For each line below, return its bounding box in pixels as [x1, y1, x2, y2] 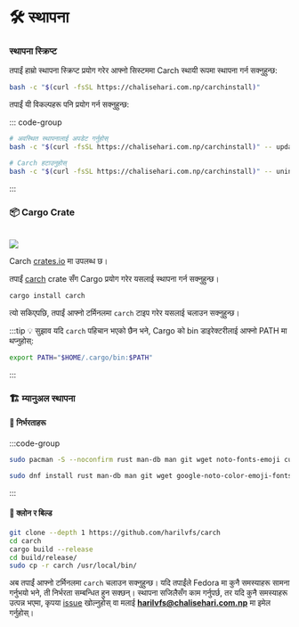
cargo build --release [9, 545, 93, 554]
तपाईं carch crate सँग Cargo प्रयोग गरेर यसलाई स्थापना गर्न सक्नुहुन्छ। [9, 274, 220, 285]
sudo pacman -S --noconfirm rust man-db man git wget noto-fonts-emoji [9, 456, 280, 465]
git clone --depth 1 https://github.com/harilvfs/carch [9, 528, 221, 537]
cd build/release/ [9, 553, 77, 562]
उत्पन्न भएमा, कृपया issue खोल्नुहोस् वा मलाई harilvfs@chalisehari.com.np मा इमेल [9, 598, 271, 608]
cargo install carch [9, 292, 86, 301]
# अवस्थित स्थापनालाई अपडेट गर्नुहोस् [9, 135, 109, 144]
